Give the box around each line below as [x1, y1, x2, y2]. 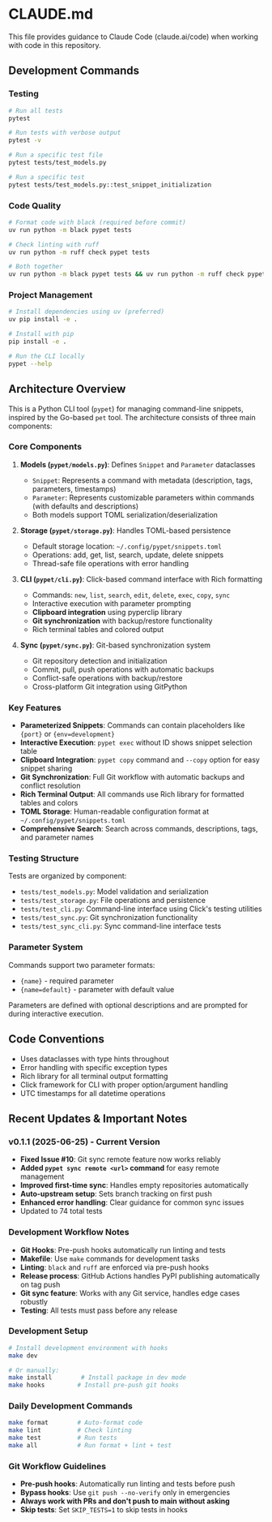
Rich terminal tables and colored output [32, 624, 164, 634]
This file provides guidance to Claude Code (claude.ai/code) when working [8, 32, 259, 41]
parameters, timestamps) [32, 484, 117, 493]
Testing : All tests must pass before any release [19, 1305, 178, 1315]
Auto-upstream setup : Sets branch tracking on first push [19, 1189, 213, 1199]
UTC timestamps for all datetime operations [19, 1088, 166, 1098]
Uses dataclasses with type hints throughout [19, 1054, 169, 1064]
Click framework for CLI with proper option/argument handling [19, 1080, 228, 1090]
